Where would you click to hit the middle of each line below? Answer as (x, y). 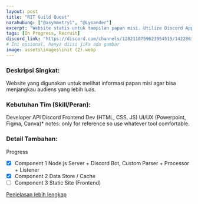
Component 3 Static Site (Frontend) (58, 182)
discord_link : (24, 39)
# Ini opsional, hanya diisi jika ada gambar (63, 45)
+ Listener (27, 170)
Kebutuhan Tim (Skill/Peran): (49, 105)
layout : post (22, 11)
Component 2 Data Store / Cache (55, 176)
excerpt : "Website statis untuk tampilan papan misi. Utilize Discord (95, 28)
